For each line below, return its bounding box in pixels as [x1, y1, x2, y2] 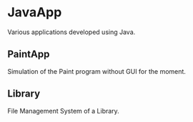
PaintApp [7, 48, 50, 60]
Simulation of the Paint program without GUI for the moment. [7, 67, 186, 75]
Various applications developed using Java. [7, 28, 136, 36]
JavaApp [7, 4, 62, 21]
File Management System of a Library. [7, 106, 119, 115]
